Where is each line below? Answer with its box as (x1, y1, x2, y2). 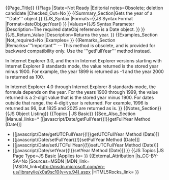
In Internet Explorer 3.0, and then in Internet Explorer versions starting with (5, 58, 162, 63)
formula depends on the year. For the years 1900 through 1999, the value (5, 89, 158, 95)
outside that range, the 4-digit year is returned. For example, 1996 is (5, 100, 149, 106)
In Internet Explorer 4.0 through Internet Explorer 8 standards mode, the (5, 84, 156, 90)
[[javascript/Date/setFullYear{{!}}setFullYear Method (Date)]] (12, 137, 140, 142)
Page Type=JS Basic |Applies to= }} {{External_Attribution (12, 153, 134, 159)
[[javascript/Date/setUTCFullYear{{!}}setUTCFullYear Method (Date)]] (12, 142, 159, 148)
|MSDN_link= (12, 164, 41, 169)
